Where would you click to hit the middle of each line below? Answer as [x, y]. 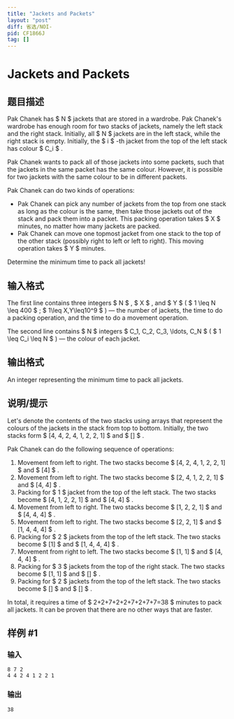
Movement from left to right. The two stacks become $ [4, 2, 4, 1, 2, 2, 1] [121, 462]
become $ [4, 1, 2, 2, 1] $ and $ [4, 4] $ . [75, 499]
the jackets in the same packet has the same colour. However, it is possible [115, 170]
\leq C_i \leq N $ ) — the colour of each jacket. [74, 339]
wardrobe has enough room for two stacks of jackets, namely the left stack [115, 126]
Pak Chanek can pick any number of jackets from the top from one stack [122, 204]
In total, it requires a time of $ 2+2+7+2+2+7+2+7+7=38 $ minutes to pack [115, 602]
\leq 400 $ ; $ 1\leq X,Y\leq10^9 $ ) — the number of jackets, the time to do [115, 310]
